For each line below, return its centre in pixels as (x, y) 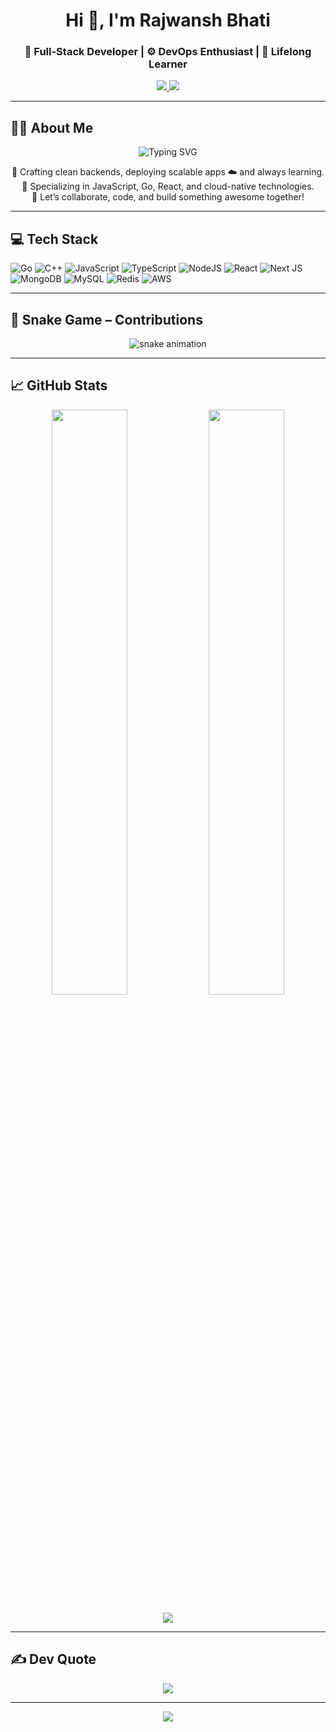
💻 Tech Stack (54, 239)
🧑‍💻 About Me (52, 127)
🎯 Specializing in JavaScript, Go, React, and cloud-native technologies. (168, 186)
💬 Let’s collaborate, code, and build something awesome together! (168, 197)
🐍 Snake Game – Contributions (106, 319)
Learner (168, 64)
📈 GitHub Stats (59, 385)
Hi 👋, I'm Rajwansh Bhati (168, 20)
